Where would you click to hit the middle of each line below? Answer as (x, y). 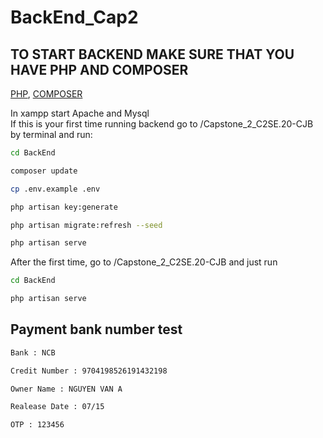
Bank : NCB (33, 352)
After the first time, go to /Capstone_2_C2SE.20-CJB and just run (144, 262)
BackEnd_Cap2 (74, 17)
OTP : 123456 (37, 425)
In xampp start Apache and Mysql (80, 113)
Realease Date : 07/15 (57, 407)
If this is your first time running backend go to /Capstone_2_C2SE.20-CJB (162, 124)
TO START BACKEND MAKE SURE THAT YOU (152, 54)
